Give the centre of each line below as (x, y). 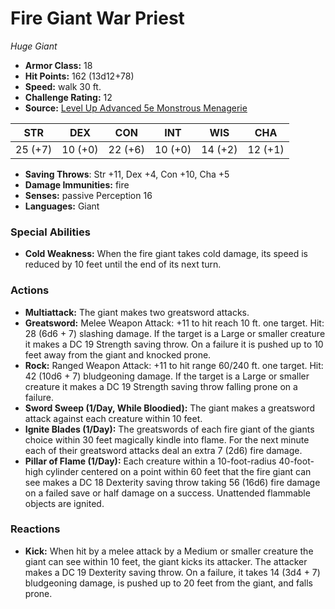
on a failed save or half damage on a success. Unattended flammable (167, 493)
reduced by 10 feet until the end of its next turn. (123, 264)
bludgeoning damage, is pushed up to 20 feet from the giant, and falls (168, 583)
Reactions (35, 529)
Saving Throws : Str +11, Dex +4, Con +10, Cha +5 (127, 174)
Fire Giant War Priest (97, 18)
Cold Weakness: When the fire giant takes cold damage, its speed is (166, 254)
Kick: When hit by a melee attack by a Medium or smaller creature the (169, 551)
